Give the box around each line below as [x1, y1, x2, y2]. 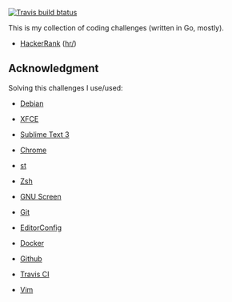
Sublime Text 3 [19, 129, 70, 139]
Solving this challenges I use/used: [8, 83, 123, 92]
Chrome [19, 145, 47, 155]
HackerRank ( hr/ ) [19, 38, 78, 48]
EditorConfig [19, 223, 62, 232]
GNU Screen [19, 191, 62, 201]
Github [19, 253, 42, 264]
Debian [19, 99, 44, 108]
